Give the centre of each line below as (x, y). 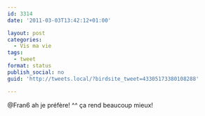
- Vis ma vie (33, 46)
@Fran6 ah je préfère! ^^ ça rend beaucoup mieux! (80, 105)
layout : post (26, 33)
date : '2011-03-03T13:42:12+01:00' (59, 20)
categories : (25, 39)
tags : (15, 53)
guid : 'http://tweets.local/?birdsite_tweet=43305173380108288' (103, 79)
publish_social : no (36, 72)
